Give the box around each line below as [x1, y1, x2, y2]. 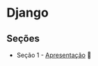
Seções [6, 33, 40, 44]
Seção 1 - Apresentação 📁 [16, 51, 92, 59]
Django [6, 5, 49, 21]
